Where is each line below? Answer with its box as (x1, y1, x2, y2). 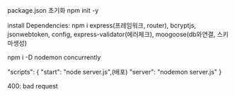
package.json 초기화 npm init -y (7, 6, 99, 14)
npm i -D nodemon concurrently (7, 53, 101, 62)
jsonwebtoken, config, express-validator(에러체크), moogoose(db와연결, (7, 30, 216, 38)
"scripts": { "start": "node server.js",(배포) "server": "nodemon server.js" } (7, 68, 222, 76)
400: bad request (7, 82, 58, 90)
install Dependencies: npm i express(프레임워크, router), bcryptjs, (7, 21, 197, 30)
